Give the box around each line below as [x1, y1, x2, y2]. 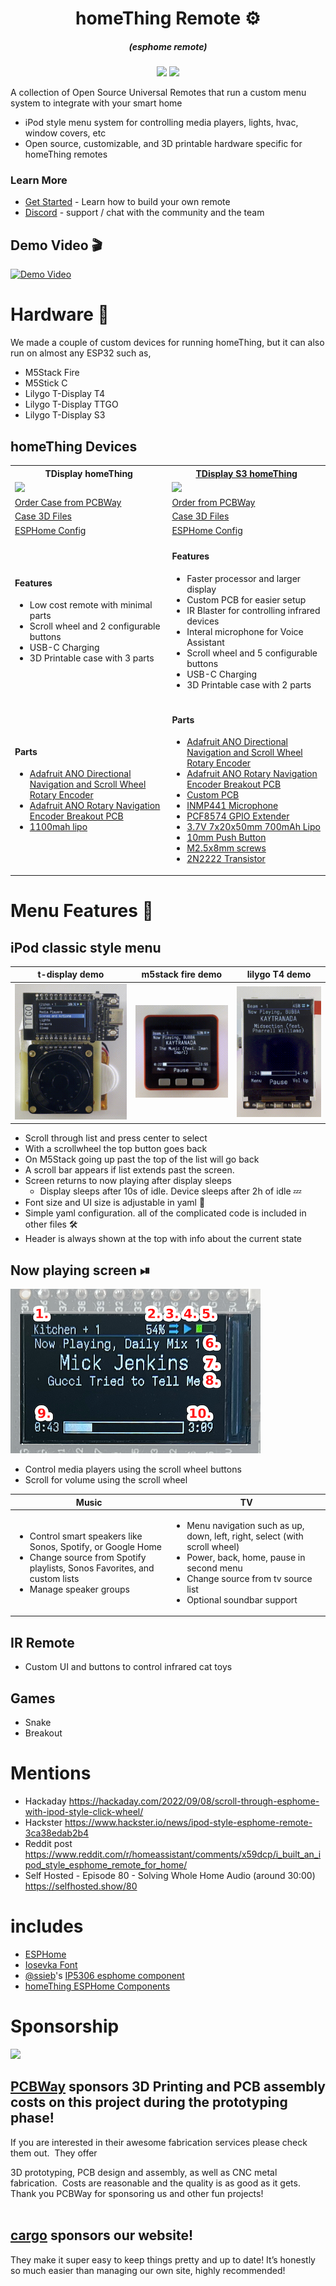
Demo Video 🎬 [10, 237, 103, 254]
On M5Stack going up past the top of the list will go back [24, 1153, 260, 1166]
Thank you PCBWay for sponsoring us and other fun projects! [10, 2187, 264, 2199]
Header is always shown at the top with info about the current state [24, 1233, 302, 1245]
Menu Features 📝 [10, 900, 154, 922]
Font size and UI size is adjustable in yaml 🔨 [24, 1197, 206, 1209]
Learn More [10, 173, 68, 187]
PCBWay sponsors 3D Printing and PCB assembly [10, 2078, 327, 2096]
